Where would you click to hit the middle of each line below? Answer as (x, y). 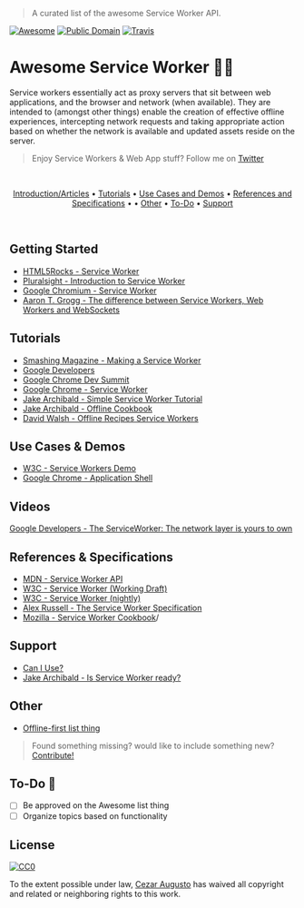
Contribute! (53, 755)
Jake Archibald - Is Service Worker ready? (102, 677)
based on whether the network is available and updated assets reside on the (152, 131)
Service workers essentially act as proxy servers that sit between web (140, 92)
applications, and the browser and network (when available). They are (140, 102)
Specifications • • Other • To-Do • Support (152, 202)
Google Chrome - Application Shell (88, 478)
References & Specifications (92, 557)
